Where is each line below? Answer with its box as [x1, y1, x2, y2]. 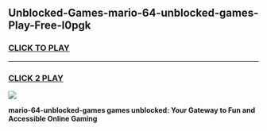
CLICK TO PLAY [8, 43, 70, 54]
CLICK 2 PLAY [8, 72, 64, 83]
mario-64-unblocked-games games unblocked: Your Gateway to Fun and [8, 105, 256, 114]
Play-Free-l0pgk [8, 19, 91, 33]
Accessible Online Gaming [8, 114, 98, 123]
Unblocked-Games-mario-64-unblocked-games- [8, 6, 259, 20]
